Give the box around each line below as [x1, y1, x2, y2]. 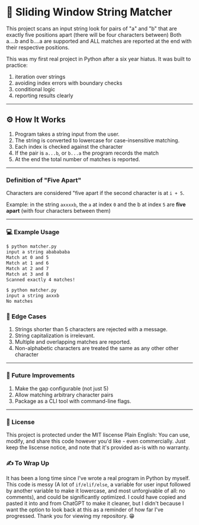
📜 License [6, 418, 35, 426]
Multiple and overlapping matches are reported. [14, 338, 131, 345]
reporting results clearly [14, 92, 73, 99]
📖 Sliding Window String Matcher [6, 5, 173, 19]
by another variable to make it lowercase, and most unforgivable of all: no [6, 487, 185, 494]
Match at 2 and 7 [6, 265, 49, 271]
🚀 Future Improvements [6, 372, 75, 380]
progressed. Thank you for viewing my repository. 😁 [6, 513, 135, 520]
